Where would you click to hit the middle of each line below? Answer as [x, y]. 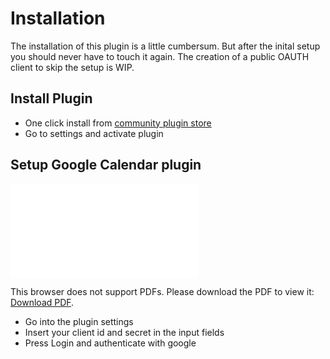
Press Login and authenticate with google [110, 343]
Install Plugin [51, 98]
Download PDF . [42, 302]
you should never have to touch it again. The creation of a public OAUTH [160, 56]
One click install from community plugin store [118, 123]
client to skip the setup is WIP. [72, 67]
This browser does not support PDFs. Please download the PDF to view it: [162, 291]
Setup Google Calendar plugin [106, 165]
